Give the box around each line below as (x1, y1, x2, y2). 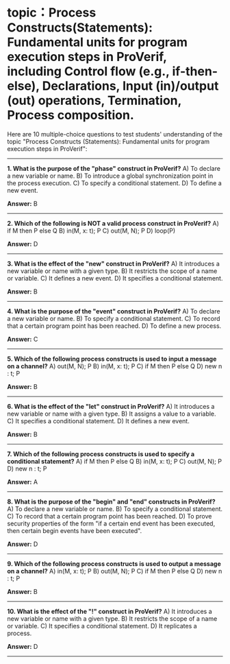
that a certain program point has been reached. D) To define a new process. (7, 322, 222, 330)
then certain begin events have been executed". (7, 526, 142, 534)
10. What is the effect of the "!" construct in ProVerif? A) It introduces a (7, 607, 212, 615)
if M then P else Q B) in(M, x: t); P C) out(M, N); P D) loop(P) (7, 226, 176, 235)
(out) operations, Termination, (7, 93, 182, 108)
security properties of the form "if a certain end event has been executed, (7, 519, 216, 527)
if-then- (172, 64, 218, 80)
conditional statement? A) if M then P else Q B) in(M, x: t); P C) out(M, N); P (7, 457, 222, 465)
